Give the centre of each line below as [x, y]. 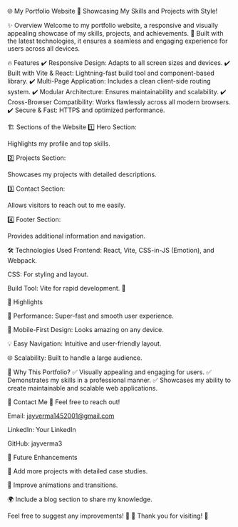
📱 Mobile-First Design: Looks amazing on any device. [86, 330]
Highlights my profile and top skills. [59, 144]
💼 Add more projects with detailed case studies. [78, 471]
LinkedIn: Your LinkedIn [42, 430]
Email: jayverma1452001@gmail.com [61, 416]
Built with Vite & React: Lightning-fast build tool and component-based [111, 73]
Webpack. [22, 260]
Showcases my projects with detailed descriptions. [82, 174]
